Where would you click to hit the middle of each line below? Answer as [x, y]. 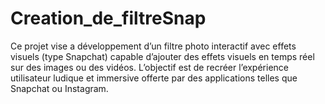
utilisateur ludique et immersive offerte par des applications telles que [154, 78]
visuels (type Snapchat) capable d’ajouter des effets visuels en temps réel [162, 56]
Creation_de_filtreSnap [108, 18]
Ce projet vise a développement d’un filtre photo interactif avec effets [153, 46]
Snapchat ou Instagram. [59, 88]
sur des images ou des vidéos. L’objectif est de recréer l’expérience [149, 67]
